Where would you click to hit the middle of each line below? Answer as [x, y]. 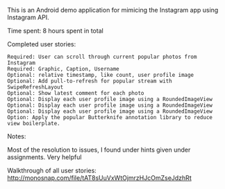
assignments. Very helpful [44, 157]
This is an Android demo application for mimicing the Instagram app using [113, 10]
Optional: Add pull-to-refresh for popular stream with [90, 81]
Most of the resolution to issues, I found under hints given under [99, 150]
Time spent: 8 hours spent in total [56, 31]
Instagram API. [28, 17]
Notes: [17, 136]
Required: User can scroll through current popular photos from [102, 57]
